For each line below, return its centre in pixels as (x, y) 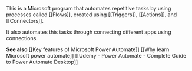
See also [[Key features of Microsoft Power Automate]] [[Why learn (88, 49)
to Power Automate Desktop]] (42, 62)
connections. (22, 38)
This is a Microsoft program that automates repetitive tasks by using (89, 8)
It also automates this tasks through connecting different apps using (89, 32)
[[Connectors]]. (25, 21)
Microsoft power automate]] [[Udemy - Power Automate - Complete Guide (96, 56)
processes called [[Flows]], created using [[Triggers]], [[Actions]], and (92, 15)
